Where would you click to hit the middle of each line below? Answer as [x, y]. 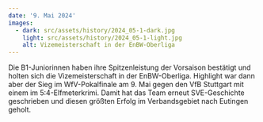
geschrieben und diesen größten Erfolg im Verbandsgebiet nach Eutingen [128, 101]
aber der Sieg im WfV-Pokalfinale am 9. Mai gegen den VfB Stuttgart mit [126, 85]
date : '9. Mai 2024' [42, 15]
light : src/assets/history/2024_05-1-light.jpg [102, 38]
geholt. [20, 110]
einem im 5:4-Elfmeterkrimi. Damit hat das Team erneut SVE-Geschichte [126, 93]
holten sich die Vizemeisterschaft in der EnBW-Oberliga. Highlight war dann [132, 76]
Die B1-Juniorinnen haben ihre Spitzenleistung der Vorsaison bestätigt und [130, 67]
